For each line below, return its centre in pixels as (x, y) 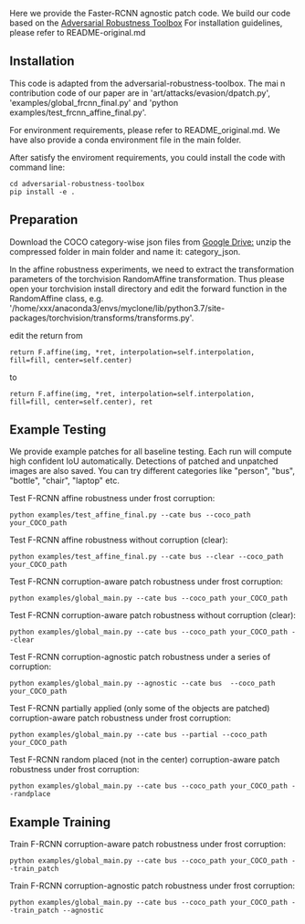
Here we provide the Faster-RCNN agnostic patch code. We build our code (150, 13)
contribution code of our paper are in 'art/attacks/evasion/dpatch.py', (140, 93)
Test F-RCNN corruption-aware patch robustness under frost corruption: (146, 582)
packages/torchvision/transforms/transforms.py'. (102, 318)
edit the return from (47, 335)
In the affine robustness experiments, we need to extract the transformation (152, 269)
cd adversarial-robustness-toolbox (77, 184)
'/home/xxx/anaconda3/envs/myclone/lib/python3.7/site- (117, 308)
